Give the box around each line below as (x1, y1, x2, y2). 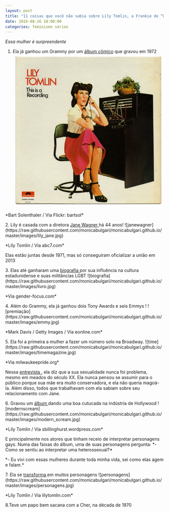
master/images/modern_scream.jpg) (5, 416, 80, 422)
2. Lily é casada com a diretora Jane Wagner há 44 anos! (5, 221, 124, 227)
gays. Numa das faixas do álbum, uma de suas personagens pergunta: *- (5, 441, 157, 447)
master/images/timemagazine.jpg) (5, 349, 76, 355)
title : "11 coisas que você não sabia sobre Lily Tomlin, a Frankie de (5, 13, 158, 19)
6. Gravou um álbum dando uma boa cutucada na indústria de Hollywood (5, 400, 157, 406)
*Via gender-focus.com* (5, 293, 57, 299)
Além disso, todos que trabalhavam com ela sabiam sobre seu (11, 385, 140, 391)
